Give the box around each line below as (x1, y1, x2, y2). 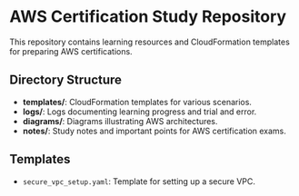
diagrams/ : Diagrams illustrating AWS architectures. (22, 115, 218, 126)
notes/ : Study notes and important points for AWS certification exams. (22, 125, 286, 136)
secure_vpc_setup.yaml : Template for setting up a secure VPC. (22, 175, 256, 187)
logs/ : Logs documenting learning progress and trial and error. (22, 106, 257, 117)
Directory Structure (9, 73, 123, 88)
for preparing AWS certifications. (9, 45, 134, 56)
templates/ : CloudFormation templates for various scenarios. (22, 96, 253, 107)
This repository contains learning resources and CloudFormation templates (9, 36, 291, 47)
